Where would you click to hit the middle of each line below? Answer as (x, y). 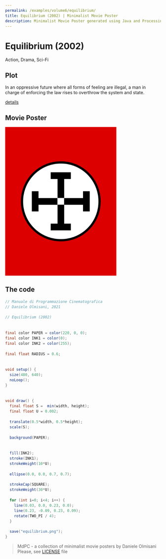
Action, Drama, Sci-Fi (27, 60)
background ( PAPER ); (30, 438)
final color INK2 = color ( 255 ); (38, 343)
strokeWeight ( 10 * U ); (31, 463)
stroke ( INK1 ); (24, 458)
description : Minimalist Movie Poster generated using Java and (73, 21)
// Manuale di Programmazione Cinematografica (54, 302)
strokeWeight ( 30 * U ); (31, 490)
